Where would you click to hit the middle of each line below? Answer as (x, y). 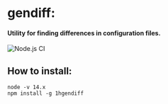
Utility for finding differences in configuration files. (84, 33)
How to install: (40, 71)
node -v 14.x (27, 87)
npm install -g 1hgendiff (45, 93)
